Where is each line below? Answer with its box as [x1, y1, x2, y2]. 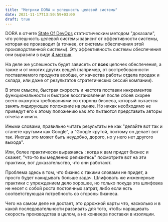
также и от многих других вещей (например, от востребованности [5, 67, 149, 73]
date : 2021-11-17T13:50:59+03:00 [5, 12, 75, 17]
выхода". [5, 139, 24, 145]
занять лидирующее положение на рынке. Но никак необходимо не [5, 103, 151, 109]
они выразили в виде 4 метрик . [5, 52, 73, 58]
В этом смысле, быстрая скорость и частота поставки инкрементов [5, 87, 152, 93]
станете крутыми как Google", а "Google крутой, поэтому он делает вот [5, 129, 159, 135]
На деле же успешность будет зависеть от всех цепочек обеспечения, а [5, 61, 162, 68]
